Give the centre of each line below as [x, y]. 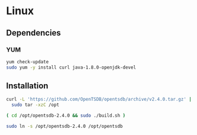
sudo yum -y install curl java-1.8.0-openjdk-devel [71, 67]
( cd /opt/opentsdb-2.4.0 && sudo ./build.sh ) [66, 116]
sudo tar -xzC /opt [35, 105]
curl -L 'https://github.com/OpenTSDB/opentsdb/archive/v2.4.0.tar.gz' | [99, 99]
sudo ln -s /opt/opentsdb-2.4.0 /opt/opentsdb [64, 126]
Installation [27, 86]
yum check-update [28, 62]
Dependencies [33, 33]
